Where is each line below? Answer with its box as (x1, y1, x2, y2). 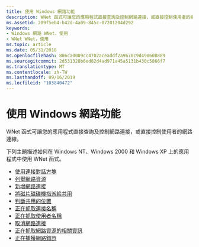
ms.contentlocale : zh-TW (6, 69, 68, 75)
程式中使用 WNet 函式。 (6, 155, 65, 162)
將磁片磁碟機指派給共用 (14, 190, 72, 197)
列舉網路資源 (14, 175, 46, 182)
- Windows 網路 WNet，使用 (6, 31, 68, 37)
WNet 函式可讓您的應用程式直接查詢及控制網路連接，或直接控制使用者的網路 (6, 128, 193, 135)
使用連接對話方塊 (14, 168, 57, 175)
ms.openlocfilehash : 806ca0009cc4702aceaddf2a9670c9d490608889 (6, 53, 166, 58)
